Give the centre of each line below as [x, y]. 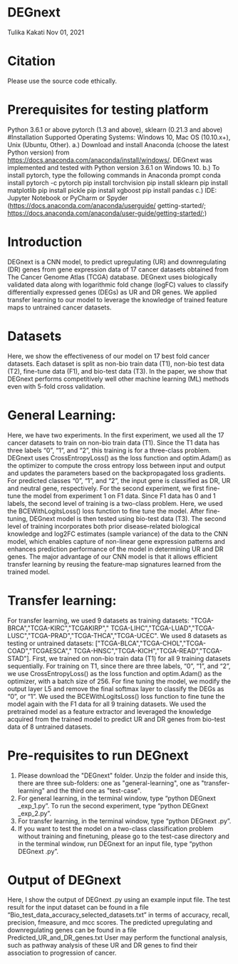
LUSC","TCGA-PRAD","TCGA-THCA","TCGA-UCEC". [83, 635]
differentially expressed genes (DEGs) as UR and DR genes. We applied [112, 292]
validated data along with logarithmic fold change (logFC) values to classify [118, 284]
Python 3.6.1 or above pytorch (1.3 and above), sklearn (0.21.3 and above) [115, 129]
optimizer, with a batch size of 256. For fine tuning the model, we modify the [119, 681]
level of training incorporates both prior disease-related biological [104, 526]
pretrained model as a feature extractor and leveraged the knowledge [109, 711]
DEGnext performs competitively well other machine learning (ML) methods [118, 379]
